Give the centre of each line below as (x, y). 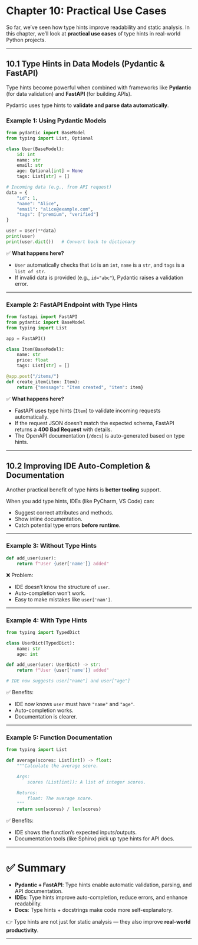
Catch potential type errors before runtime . (67, 525)
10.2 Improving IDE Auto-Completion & (78, 466)
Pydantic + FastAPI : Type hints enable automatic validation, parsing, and (103, 885)
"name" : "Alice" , (38, 203)
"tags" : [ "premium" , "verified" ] (58, 215)
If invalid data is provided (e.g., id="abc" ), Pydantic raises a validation (99, 277)
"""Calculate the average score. (58, 766)
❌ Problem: (20, 575)
